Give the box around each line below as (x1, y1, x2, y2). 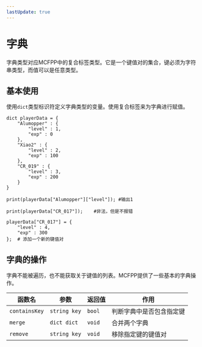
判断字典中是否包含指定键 (111, 307, 185, 316)
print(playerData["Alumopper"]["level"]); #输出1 (6, 197, 133, 203)
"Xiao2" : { (17, 142, 48, 148)
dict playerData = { (6, 115, 59, 122)
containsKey (9, 308, 45, 315)
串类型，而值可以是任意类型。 (6, 66, 81, 73)
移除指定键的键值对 (111, 331, 167, 339)
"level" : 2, (28, 147, 62, 153)
